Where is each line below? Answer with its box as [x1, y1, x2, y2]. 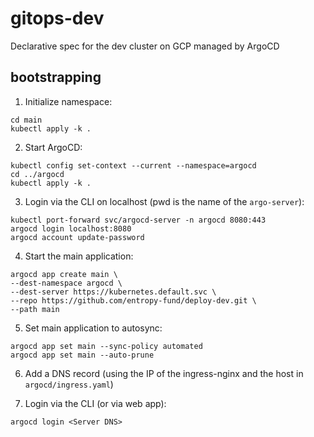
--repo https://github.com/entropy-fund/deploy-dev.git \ [10, 295, 257, 306]
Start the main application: [24, 250, 134, 262]
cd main [10, 115, 43, 125]
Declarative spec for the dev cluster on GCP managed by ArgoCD [10, 40, 280, 52]
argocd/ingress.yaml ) [24, 378, 114, 390]
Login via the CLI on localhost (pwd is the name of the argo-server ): [24, 195, 305, 207]
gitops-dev [10, 7, 105, 30]
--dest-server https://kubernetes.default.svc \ [10, 287, 217, 297]
